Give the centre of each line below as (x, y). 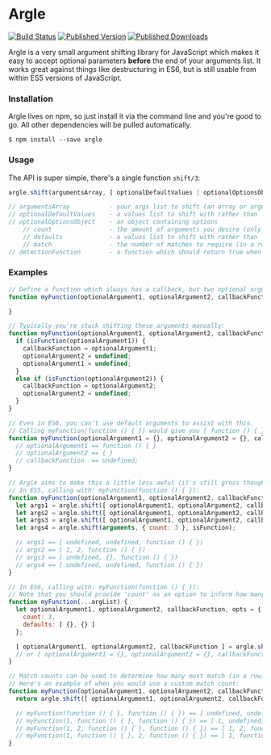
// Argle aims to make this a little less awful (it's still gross (124, 483)
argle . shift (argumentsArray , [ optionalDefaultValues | (104, 192)
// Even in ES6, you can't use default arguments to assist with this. (131, 423)
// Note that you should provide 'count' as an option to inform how (128, 594)
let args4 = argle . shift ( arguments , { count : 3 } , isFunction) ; (126, 528)
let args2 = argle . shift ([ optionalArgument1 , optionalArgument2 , (129, 513)
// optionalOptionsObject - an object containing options (113, 222)
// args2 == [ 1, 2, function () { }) (81, 550)
